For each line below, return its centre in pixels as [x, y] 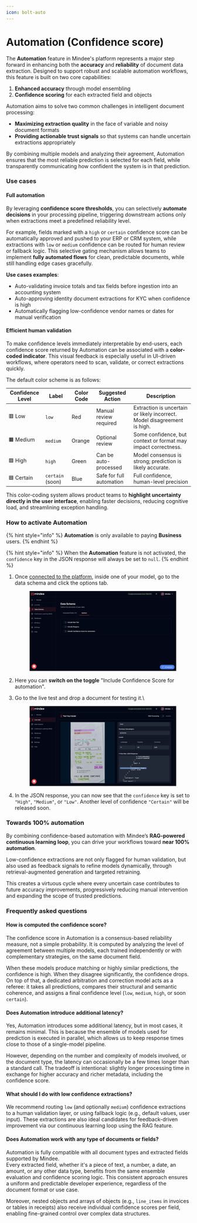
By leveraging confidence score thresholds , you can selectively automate [96, 208]
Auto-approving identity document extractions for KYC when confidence [102, 298]
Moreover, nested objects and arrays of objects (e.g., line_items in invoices [98, 1201]
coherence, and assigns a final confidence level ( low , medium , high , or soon [96, 993]
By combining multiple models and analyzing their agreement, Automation [95, 154]
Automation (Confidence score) [85, 42]
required [107, 423]
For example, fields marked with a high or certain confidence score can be [97, 232]
